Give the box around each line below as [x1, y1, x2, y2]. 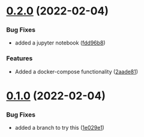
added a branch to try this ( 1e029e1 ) [14, 124, 105, 132]
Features [6, 54, 33, 62]
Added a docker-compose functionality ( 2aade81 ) [14, 68, 139, 75]
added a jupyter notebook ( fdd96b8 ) [14, 39, 106, 46]
